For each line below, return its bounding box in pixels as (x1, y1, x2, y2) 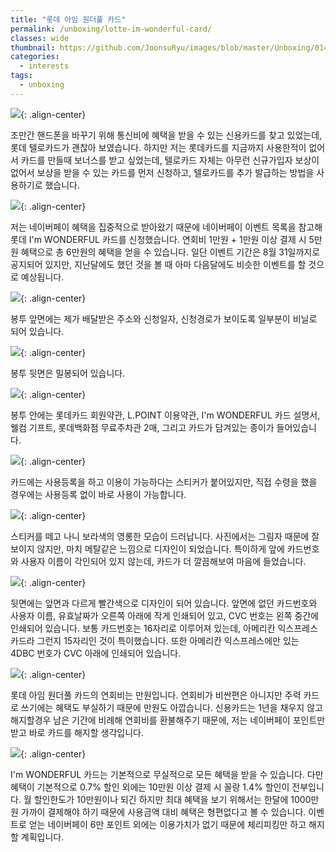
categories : (10, 52, 60, 62)
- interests (19, 61, 70, 71)
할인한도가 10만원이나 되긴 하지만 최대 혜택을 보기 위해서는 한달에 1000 (33, 793, 312, 805)
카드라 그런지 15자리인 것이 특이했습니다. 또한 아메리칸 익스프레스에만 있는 (10, 634, 300, 646)
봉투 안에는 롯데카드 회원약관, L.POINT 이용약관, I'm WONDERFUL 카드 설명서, (10, 409, 321, 421)
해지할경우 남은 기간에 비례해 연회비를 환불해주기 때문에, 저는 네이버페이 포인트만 (10, 714, 326, 726)
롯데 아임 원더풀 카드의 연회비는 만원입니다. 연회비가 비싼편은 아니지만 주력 (10, 689, 302, 701)
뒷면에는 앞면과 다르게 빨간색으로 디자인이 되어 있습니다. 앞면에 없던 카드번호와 (10, 597, 318, 609)
